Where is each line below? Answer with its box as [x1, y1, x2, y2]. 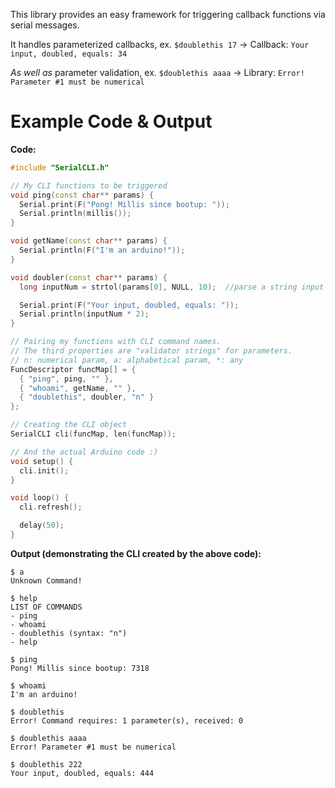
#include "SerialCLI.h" [10, 162, 110, 173]
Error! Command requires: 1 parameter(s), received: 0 [10, 715, 244, 726]
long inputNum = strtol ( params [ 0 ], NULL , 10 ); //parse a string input [19, 282, 325, 292]
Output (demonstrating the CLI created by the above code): [10, 547, 262, 559]
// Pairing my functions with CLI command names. [10, 337, 222, 347]
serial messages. [10, 19, 80, 31]
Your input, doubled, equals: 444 [10, 768, 155, 778]
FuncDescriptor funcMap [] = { [10, 364, 137, 374]
